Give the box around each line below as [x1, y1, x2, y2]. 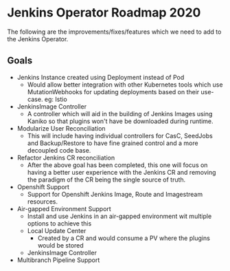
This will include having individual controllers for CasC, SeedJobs [27, 131, 213, 140]
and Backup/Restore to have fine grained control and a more [27, 139, 198, 147]
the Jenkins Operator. [7, 34, 69, 43]
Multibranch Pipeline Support [16, 256, 100, 264]
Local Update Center [27, 226, 87, 235]
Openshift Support [16, 182, 70, 191]
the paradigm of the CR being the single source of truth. [27, 175, 186, 184]
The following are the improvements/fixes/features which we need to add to [7, 28, 222, 36]
